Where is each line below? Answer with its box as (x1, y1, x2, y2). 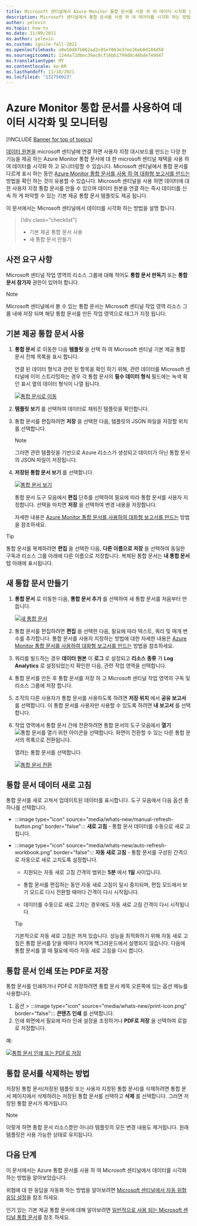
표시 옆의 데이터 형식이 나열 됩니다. (21, 380, 101, 387)
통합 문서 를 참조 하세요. (16, 1214, 70, 1221)
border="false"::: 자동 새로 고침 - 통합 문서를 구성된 (53, 849, 172, 856)
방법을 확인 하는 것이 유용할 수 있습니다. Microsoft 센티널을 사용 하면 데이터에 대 (6, 178, 190, 185)
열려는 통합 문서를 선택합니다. (14, 749, 83, 756)
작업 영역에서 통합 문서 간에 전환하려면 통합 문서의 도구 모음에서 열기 (14, 721, 171, 729)
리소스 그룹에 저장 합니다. (14, 682, 73, 689)
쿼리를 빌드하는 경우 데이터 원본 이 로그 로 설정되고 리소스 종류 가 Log (14, 654, 174, 662)
